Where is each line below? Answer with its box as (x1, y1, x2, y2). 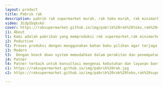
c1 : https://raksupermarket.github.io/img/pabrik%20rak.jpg (5, 66, 130, 71)
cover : (5, 25, 18, 30)
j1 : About (5, 30, 25, 35)
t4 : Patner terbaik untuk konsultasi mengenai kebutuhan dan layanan (5, 61, 149, 66)
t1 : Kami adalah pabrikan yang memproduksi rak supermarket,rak (5, 35, 138, 39)
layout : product (5, 7, 38, 12)
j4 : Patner (5, 57, 27, 62)
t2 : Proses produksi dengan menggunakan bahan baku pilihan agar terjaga (5, 43, 158, 48)
